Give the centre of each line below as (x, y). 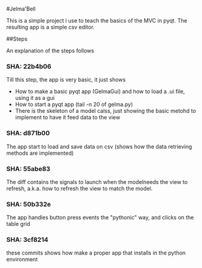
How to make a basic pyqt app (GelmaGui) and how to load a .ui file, (100, 91)
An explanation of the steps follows (50, 51)
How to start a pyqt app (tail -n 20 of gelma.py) (74, 104)
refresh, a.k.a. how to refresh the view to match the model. (79, 188)
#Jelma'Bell (21, 9)
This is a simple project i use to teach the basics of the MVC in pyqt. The (97, 20)
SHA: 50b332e (29, 204)
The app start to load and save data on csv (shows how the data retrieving (99, 146)
